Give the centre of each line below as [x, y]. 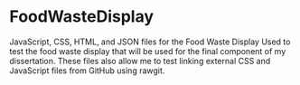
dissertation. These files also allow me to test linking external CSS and [140, 61]
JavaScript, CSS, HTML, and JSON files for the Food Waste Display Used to [150, 42]
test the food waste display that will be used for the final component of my [148, 51]
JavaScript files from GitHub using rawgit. [87, 71]
